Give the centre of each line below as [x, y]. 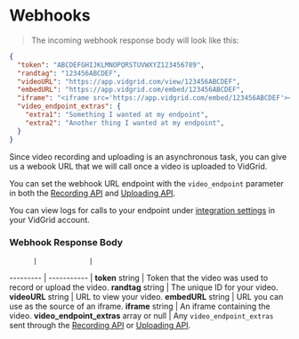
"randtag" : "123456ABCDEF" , [69, 73]
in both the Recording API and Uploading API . [93, 193]
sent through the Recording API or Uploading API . [100, 325]
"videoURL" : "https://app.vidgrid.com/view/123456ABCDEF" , [129, 81]
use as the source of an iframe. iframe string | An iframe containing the [140, 306]
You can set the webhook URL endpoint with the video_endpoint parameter [147, 183]
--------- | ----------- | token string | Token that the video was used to [139, 277]
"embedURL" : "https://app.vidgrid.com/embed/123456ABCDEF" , [131, 90]
